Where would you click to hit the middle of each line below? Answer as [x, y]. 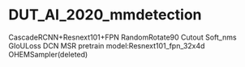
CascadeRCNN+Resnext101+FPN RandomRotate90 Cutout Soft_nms [122, 37]
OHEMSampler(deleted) [48, 54]
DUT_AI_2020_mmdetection [105, 15]
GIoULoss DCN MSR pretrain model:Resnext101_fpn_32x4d [107, 45]
